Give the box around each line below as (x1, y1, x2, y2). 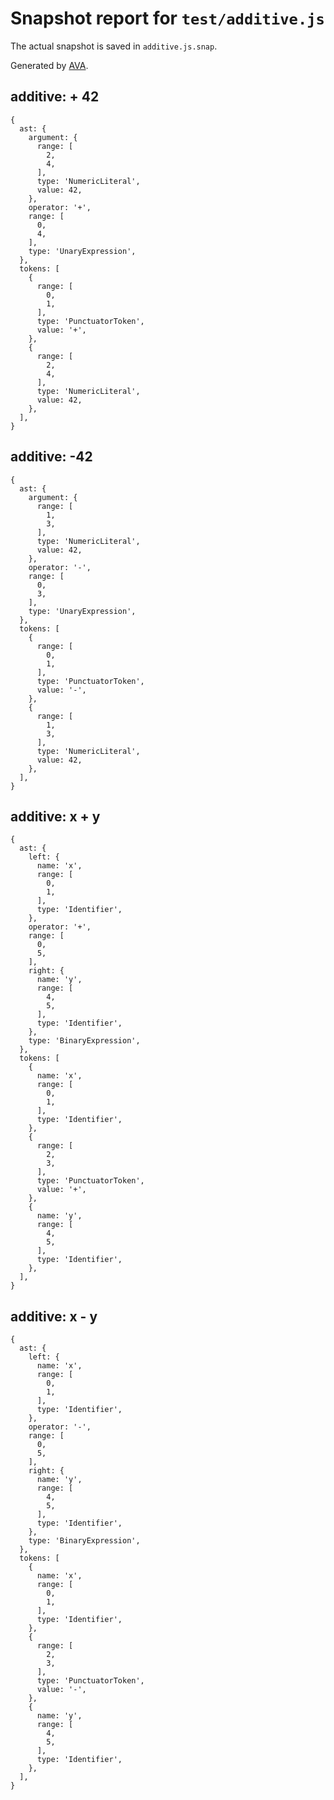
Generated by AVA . (10, 59, 89, 71)
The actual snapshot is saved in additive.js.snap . (10, 40, 218, 52)
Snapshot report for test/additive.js (10, 7, 325, 30)
